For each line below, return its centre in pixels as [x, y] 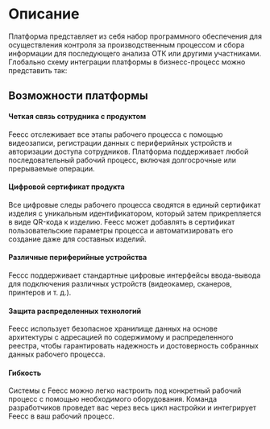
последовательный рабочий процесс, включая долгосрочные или [122, 160]
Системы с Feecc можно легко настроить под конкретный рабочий [125, 390]
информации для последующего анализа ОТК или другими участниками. [135, 53]
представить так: [38, 70]
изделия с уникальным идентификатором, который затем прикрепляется [135, 213]
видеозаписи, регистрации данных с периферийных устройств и [120, 142]
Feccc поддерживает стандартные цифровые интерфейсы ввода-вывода [135, 275]
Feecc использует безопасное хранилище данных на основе [113, 329]
